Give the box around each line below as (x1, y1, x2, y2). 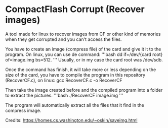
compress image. (5, 107, 41, 113)
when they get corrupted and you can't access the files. (5, 36, 122, 42)
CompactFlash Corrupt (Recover (5, 4, 145, 15)
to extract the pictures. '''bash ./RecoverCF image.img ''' (5, 92, 123, 98)
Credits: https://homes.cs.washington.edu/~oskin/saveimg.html (5, 117, 138, 123)
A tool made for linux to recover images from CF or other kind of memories (5, 31, 161, 37)
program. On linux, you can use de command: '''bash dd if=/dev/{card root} (5, 51, 163, 57)
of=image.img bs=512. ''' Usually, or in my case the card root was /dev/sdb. (5, 56, 163, 62)
